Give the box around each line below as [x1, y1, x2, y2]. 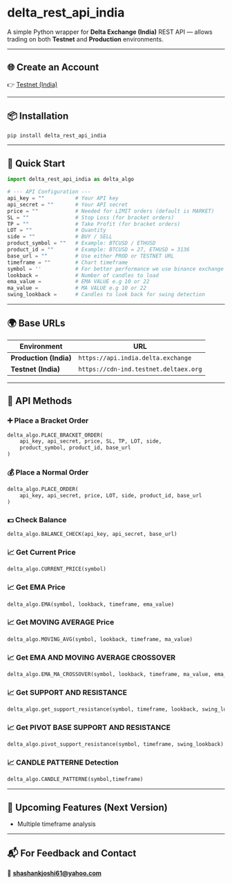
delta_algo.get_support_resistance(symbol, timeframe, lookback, [7, 706, 199, 713]
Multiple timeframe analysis [17, 820, 96, 828]
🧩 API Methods [7, 395, 72, 407]
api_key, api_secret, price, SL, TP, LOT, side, [19, 438, 162, 445]
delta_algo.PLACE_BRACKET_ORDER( [7, 432, 104, 439]
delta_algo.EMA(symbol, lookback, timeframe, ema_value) [7, 601, 175, 608]
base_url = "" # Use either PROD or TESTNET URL [7, 252, 175, 260]
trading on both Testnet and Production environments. [7, 35, 164, 43]
